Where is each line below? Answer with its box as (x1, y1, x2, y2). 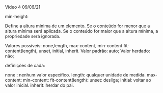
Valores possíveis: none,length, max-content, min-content (5, 43, 123, 48)
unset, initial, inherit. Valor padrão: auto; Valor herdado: (38, 48, 151, 54)
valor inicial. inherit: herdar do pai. (5, 82, 74, 88)
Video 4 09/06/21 (5, 4, 41, 10)
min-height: (5, 14, 28, 19)
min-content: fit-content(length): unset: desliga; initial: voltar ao (23, 77, 151, 83)
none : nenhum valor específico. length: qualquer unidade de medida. (5, 72, 146, 77)
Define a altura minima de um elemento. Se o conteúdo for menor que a (5, 23, 150, 29)
